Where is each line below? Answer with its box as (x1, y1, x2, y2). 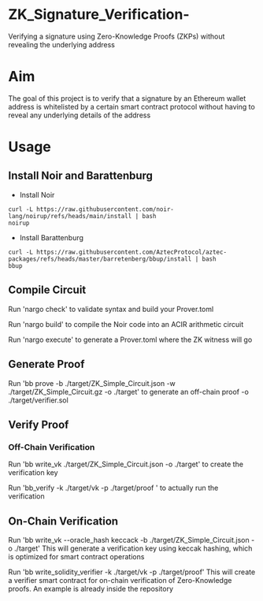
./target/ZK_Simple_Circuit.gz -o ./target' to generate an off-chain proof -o (8, 387, 250, 396)
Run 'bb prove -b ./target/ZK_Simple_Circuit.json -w (8, 378, 176, 388)
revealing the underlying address (8, 39, 116, 49)
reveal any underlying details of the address (8, 110, 151, 120)
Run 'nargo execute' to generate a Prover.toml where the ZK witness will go (8, 335, 253, 344)
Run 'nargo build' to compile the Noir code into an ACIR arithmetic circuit (8, 319, 244, 328)
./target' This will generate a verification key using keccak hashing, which (14, 543, 253, 553)
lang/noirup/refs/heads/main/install (8, 212, 132, 220)
